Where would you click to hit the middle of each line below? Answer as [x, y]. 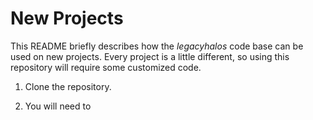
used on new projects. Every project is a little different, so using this [150, 56]
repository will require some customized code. [106, 67]
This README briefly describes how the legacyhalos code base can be [157, 46]
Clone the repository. [68, 86]
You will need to [58, 106]
